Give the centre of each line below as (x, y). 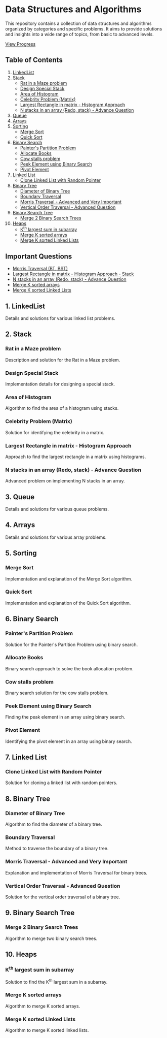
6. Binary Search (32, 619)
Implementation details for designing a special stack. (60, 384)
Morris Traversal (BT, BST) (40, 269)
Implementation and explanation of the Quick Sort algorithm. (68, 603)
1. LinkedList (25, 306)
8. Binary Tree (28, 799)
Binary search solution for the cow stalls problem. (57, 693)
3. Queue (20, 497)
